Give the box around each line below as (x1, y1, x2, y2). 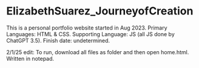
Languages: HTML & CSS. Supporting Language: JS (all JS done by (6, 30, 175, 37)
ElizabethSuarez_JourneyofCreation (6, 4, 194, 18)
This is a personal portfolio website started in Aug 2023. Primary (6, 24, 168, 31)
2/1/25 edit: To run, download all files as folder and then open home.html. (6, 48, 189, 55)
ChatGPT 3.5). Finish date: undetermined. (6, 37, 110, 44)
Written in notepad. (6, 55, 55, 62)
